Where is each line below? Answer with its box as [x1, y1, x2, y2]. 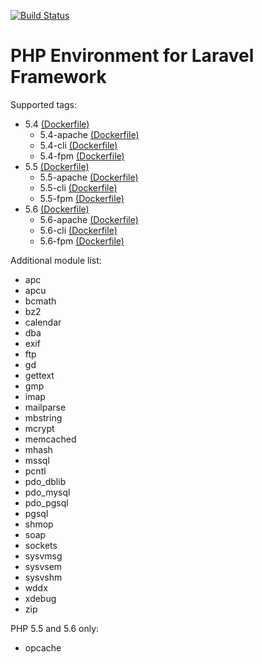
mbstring [24, 411, 63, 424]
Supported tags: [10, 98, 77, 110]
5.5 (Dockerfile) [24, 160, 90, 172]
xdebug [24, 592, 57, 604]
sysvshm [24, 571, 63, 583]
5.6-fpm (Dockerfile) [39, 235, 125, 247]
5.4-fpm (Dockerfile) [39, 150, 125, 162]
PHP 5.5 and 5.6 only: [10, 622, 100, 634]
